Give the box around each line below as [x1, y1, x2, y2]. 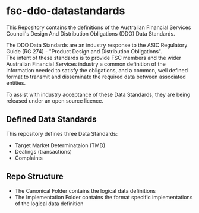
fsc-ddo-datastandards [6, 4, 125, 18]
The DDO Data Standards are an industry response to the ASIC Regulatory [6, 42, 188, 49]
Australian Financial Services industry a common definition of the [6, 61, 166, 68]
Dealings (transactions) [14, 148, 72, 155]
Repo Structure [6, 171, 64, 182]
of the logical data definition [14, 200, 84, 207]
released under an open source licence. [6, 97, 104, 104]
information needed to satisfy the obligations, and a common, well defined [6, 66, 188, 74]
